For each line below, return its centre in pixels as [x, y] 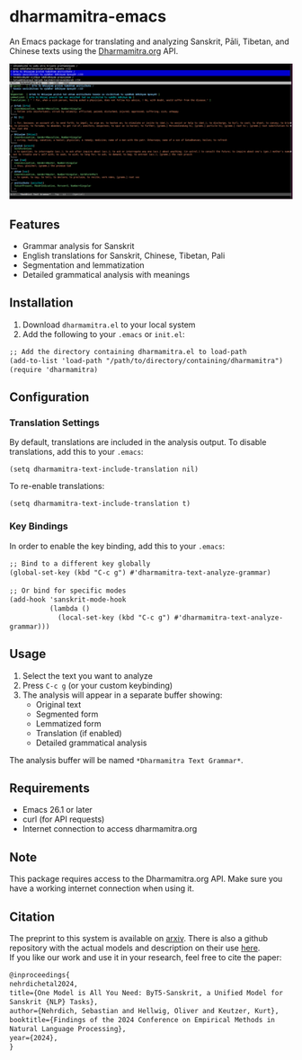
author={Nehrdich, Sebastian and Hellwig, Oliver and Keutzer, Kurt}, [144, 1011]
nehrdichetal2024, [44, 984]
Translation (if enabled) [79, 733]
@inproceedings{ [40, 975]
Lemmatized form [68, 723]
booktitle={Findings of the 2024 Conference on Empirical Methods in [142, 1020]
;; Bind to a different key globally [80, 564]
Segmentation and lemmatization [84, 265]
